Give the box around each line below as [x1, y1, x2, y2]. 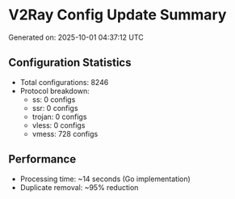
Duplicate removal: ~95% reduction [19, 182, 139, 192]
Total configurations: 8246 [19, 77, 109, 87]
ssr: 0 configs [31, 103, 78, 112]
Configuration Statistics [8, 56, 132, 70]
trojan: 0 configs [31, 112, 87, 121]
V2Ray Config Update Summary [8, 6, 227, 24]
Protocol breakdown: [19, 86, 90, 95]
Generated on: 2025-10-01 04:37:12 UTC [8, 32, 144, 42]
